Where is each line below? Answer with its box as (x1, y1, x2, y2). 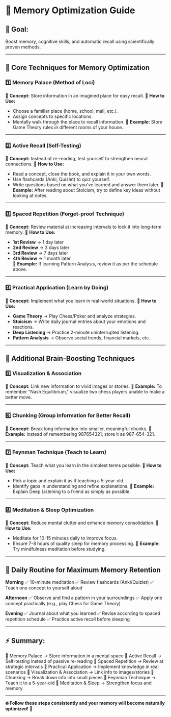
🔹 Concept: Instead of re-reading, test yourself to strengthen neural (5, 155, 148, 161)
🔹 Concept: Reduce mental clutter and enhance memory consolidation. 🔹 (5, 520, 159, 526)
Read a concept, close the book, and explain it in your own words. (12, 170, 151, 177)
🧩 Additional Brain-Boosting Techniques (5, 354, 135, 363)
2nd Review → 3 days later (12, 244, 70, 251)
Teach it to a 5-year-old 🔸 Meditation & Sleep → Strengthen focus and (5, 680, 152, 686)
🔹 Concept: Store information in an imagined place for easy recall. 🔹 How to (5, 92, 165, 98)
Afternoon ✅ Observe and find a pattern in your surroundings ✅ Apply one (5, 595, 163, 601)
